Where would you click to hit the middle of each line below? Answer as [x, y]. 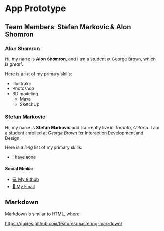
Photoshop [23, 88]
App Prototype [36, 9]
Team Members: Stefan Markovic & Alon [68, 27]
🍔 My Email [24, 187]
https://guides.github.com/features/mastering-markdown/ [64, 224]
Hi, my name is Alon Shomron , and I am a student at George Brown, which [81, 59]
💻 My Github [26, 179]
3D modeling [25, 93]
